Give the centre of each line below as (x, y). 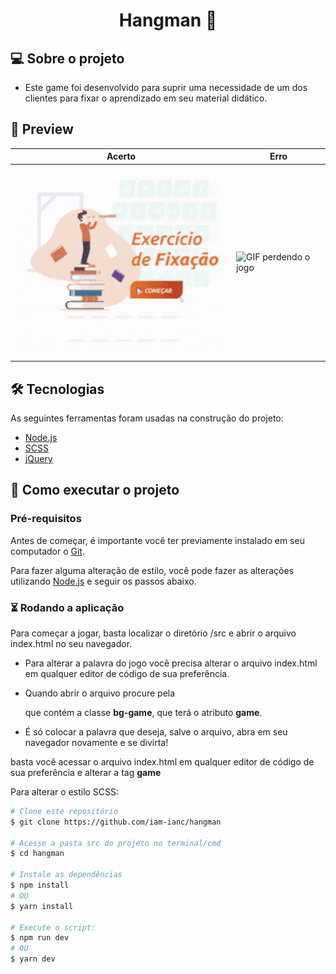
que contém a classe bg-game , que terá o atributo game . (143, 712)
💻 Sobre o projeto (67, 58)
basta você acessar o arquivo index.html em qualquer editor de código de (162, 761)
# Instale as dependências (66, 875)
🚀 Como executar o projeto (95, 490)
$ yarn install (42, 906)
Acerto (121, 156)
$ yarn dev (33, 959)
